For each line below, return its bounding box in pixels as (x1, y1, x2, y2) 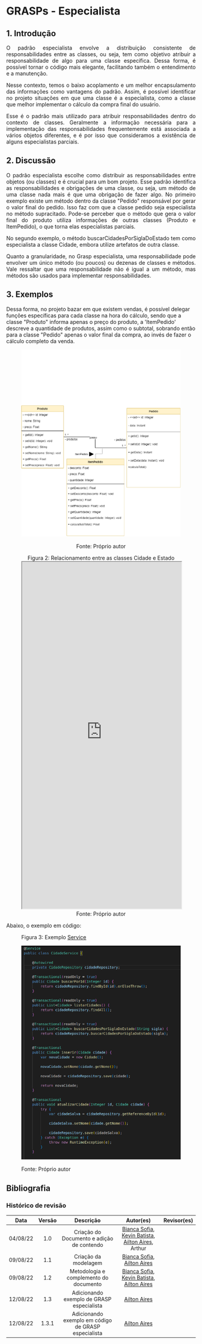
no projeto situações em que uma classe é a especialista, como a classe (6, 95, 196, 101)
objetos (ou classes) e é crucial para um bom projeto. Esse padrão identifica (6, 178, 196, 185)
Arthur (130, 1244, 147, 1252)
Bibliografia (6, 1183, 51, 1193)
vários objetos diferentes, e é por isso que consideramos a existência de (6, 132, 196, 139)
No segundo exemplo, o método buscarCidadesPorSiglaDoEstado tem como (6, 234, 196, 242)
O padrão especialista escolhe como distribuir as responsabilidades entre (6, 171, 196, 179)
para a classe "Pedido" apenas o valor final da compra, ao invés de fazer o (6, 331, 191, 338)
